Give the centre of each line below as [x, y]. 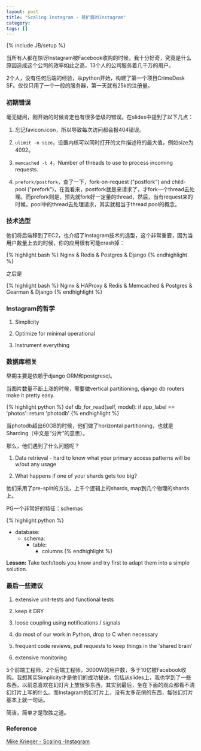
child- [179, 182]
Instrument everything [42, 345]
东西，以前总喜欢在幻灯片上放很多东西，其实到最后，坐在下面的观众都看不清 [100, 684]
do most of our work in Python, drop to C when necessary [86, 634]
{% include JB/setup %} [36, 46]
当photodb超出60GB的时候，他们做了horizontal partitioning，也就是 [90, 426]
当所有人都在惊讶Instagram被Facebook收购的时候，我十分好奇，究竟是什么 [99, 58]
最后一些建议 [25, 586]
